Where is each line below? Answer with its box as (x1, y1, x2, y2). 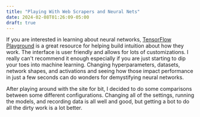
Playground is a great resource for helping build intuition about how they (6, 42, 184, 49)
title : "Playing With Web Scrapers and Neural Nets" (6, 8, 140, 15)
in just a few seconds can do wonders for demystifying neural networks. (6, 74, 184, 81)
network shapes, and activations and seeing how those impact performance (6, 68, 193, 75)
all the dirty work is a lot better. (6, 105, 82, 112)
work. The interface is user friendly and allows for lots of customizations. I (6, 49, 189, 56)
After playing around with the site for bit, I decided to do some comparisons (6, 86, 192, 93)
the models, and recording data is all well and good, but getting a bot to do (6, 98, 190, 105)
